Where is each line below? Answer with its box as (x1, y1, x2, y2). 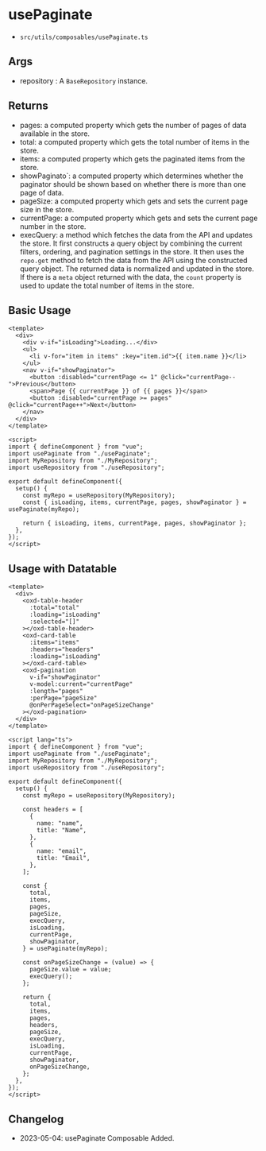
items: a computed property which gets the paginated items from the (19, 153, 245, 164)
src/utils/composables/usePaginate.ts (19, 33, 148, 41)
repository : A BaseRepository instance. (19, 76, 148, 85)
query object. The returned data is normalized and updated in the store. (19, 264, 254, 273)
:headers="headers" (29, 645, 94, 653)
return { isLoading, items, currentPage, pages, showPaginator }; (22, 519, 247, 528)
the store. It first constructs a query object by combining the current (19, 238, 243, 248)
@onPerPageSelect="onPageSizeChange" (29, 701, 155, 709)
